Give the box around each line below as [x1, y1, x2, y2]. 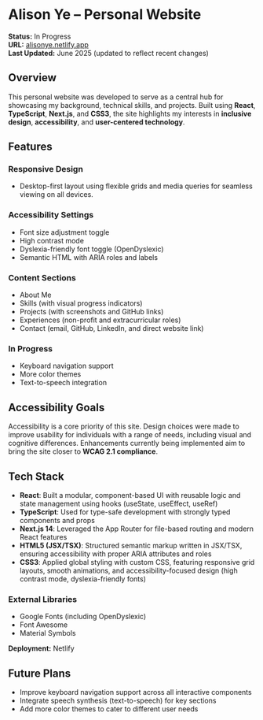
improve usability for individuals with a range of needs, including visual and [8, 430, 252, 440]
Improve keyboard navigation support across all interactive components [19, 688, 253, 697]
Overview [8, 71, 57, 84]
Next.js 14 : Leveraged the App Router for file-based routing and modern [19, 524, 254, 533]
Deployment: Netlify [8, 644, 75, 653]
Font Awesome [19, 620, 68, 629]
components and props [19, 515, 96, 525]
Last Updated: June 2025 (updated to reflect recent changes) [8, 48, 210, 58]
